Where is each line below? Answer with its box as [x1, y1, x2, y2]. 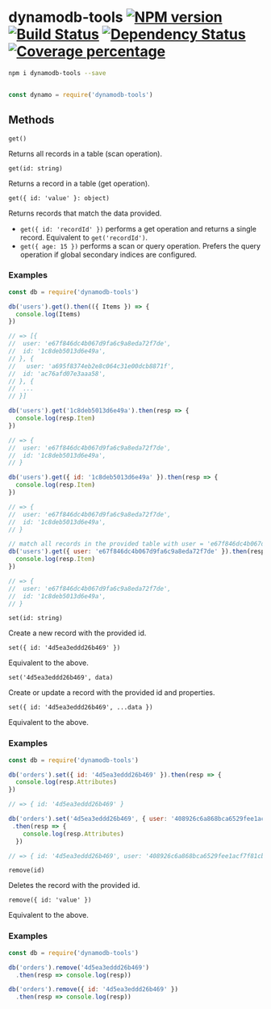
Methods [8, 113, 55, 127]
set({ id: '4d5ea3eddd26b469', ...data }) [8, 703, 153, 712]
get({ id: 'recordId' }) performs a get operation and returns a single [19, 224, 256, 233]
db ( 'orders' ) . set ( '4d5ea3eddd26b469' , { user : [8, 815, 168, 823]
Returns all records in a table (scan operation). [8, 149, 163, 158]
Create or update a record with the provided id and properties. [8, 688, 215, 697]
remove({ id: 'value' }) [8, 896, 92, 904]
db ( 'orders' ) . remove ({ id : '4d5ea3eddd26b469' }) [8, 986, 179, 994]
